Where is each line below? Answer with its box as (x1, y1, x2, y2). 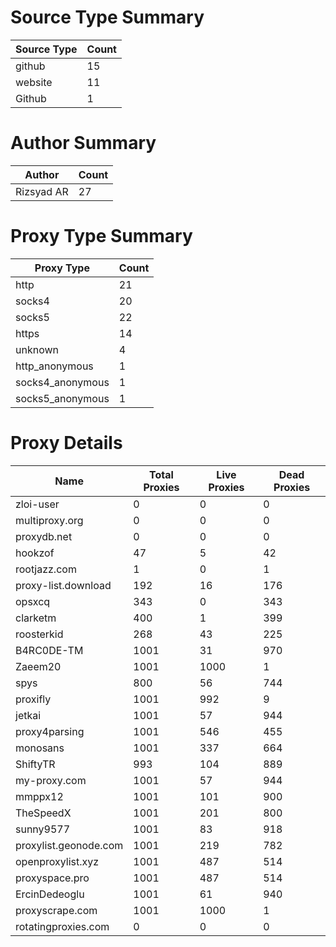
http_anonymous (15, 359, 94, 373)
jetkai (15, 708, 42, 722)
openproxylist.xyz (15, 854, 100, 868)
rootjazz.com (15, 562, 77, 576)
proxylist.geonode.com (15, 838, 124, 852)
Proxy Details (10, 432, 123, 454)
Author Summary (10, 132, 157, 155)
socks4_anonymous (15, 375, 110, 389)
